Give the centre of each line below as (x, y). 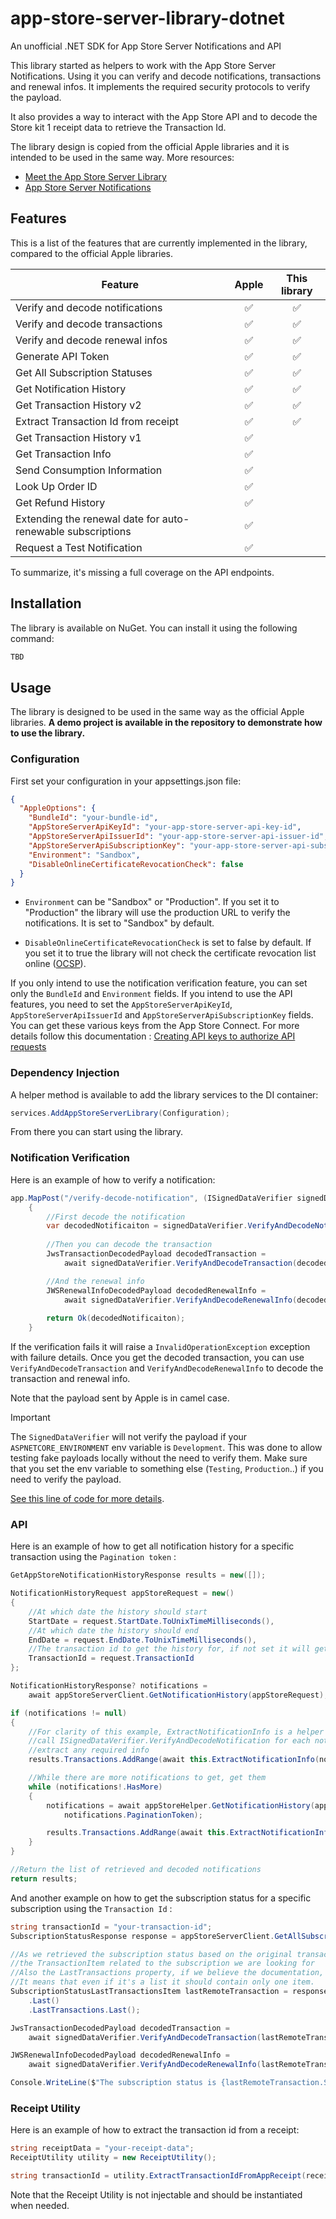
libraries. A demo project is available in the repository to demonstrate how (166, 723)
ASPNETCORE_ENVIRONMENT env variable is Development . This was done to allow (166, 1448)
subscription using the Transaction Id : (91, 1908)
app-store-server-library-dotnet (147, 18)
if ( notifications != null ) (69, 1713)
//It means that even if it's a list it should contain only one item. (162, 1982)
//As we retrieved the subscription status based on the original (151, 1954)
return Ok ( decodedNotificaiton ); (116, 1318)
